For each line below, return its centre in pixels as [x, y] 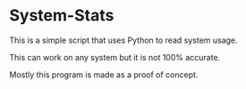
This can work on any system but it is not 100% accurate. [115, 57]
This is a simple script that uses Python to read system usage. [124, 40]
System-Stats [62, 16]
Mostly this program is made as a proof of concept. [104, 74]
